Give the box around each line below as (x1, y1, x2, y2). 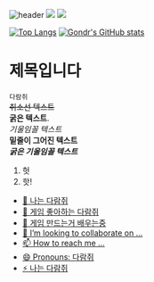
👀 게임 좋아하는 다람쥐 (21, 206, 100, 217)
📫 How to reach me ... (21, 237, 105, 248)
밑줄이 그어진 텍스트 (9, 135, 78, 145)
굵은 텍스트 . (9, 112, 50, 123)
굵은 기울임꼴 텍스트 (9, 145, 78, 156)
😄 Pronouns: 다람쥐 (21, 251, 94, 262)
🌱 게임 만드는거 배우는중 (21, 217, 107, 228)
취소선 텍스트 (9, 101, 55, 112)
